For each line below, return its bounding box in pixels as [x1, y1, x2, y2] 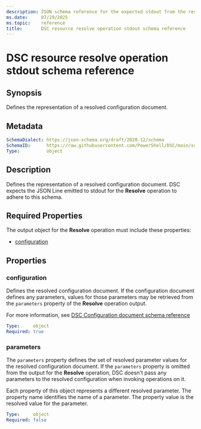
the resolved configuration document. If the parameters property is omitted [6, 363, 190, 370]
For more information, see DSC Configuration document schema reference [6, 312, 190, 318]
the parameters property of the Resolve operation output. [6, 300, 147, 307]
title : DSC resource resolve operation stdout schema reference [6, 25, 186, 32]
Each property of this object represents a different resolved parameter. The [6, 387, 191, 394]
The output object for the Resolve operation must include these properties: [6, 226, 191, 234]
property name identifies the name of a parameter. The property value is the [6, 394, 194, 401]
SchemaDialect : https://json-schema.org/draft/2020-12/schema [6, 137, 165, 143]
